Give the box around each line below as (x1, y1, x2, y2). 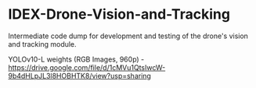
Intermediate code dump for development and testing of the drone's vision (8, 31, 249, 40)
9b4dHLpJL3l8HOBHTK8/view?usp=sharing (8, 71, 151, 80)
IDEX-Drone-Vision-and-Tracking (8, 5, 231, 23)
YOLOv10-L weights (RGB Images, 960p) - (8, 55, 145, 64)
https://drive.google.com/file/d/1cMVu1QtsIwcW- (8, 62, 166, 72)
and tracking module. (8, 39, 77, 48)
